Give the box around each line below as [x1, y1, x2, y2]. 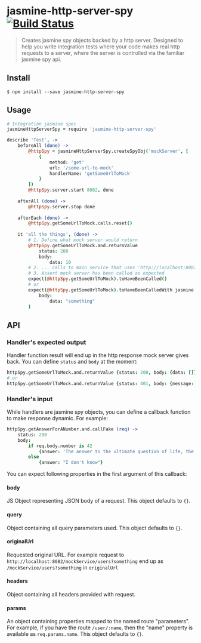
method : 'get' [49, 159, 85, 165]
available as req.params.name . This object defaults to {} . [7, 630, 144, 638]
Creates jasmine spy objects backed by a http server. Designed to [21, 36, 184, 44]
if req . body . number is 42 [28, 443, 93, 449]
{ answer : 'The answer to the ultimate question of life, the [38, 448, 194, 454]
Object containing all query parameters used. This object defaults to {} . [7, 524, 183, 531]
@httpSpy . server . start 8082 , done [28, 187, 114, 193]
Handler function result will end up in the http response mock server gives [7, 352, 189, 359]
